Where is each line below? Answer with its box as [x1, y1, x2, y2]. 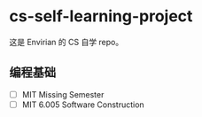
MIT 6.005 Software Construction [21, 99, 144, 110]
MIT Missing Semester [21, 89, 105, 99]
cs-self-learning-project [9, 6, 193, 27]
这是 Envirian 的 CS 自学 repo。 [9, 36, 124, 47]
